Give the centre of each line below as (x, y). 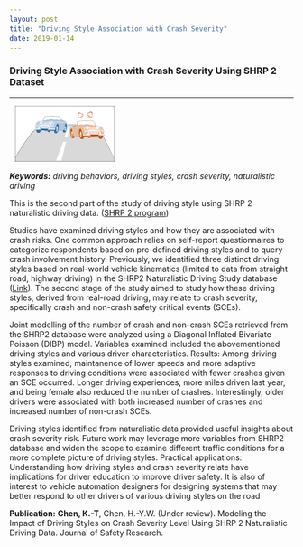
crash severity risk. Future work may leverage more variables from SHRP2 (147, 438)
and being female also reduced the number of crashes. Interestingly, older (147, 391)
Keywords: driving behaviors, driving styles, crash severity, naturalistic (142, 175)
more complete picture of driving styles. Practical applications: (126, 457)
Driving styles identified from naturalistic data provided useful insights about (151, 429)
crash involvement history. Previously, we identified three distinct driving (144, 259)
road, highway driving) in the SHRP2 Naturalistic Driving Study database (143, 278)
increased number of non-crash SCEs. (81, 410)
